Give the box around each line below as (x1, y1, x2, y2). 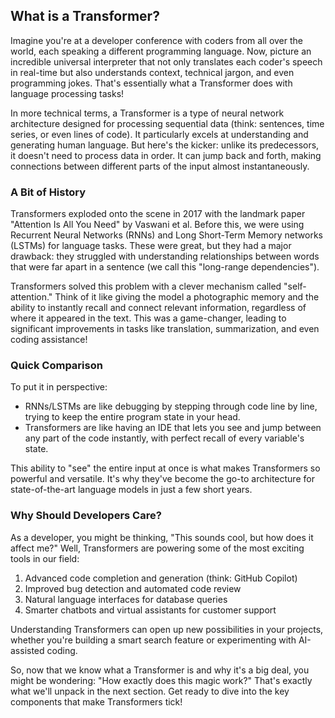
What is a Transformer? (10, 8, 160, 25)
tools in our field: (10, 552, 80, 564)
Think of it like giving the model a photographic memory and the (54, 291, 320, 303)
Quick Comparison (10, 359, 103, 373)
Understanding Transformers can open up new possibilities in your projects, (10, 623, 324, 635)
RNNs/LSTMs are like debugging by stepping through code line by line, (24, 400, 318, 413)
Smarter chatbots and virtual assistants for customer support (24, 604, 277, 616)
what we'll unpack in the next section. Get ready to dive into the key (10, 685, 290, 697)
